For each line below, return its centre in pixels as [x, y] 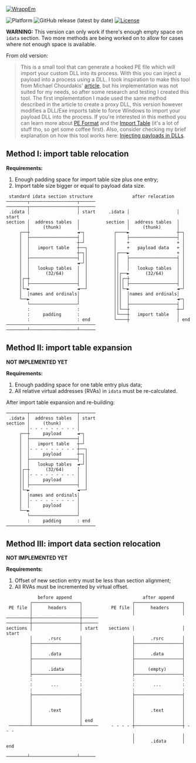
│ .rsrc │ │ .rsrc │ [107, 639]
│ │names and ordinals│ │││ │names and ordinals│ [99, 294]
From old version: [27, 55]
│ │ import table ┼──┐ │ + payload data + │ [102, 247]
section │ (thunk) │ [43, 423]
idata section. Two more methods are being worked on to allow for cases [95, 38]
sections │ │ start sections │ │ [95, 628]
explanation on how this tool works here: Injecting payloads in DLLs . [103, 135]
